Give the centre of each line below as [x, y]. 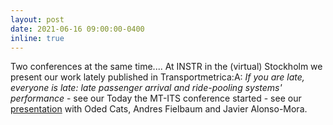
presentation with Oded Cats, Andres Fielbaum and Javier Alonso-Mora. [159, 109]
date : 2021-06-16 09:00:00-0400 [77, 29]
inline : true [37, 38]
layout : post [37, 19]
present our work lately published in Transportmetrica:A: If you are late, [157, 77]
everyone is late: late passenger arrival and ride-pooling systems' [146, 88]
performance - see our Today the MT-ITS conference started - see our [156, 98]
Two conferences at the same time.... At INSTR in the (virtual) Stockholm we [166, 67]
